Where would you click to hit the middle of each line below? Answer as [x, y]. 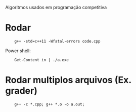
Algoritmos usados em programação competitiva [56, 7]
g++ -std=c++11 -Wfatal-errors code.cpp [57, 41]
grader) [21, 91]
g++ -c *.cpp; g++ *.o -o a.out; [50, 104]
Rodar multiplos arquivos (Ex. [68, 80]
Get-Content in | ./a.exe [42, 60]
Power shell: [18, 51]
